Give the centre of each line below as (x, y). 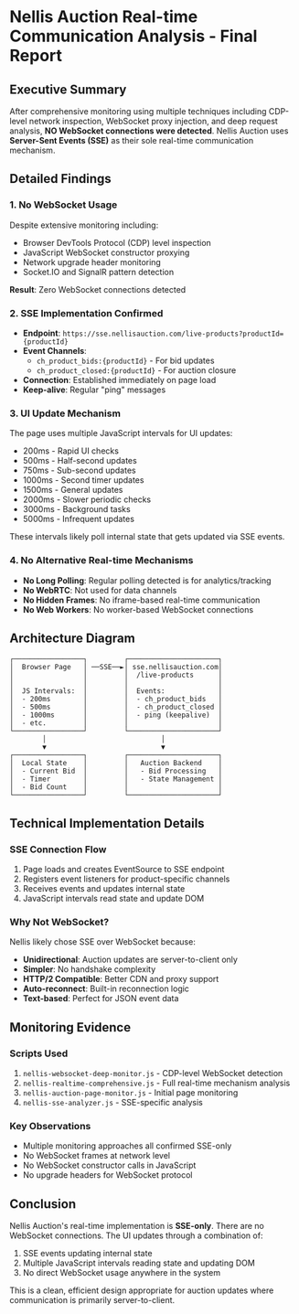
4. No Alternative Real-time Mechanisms (101, 561)
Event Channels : (54, 350)
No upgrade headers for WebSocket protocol (107, 1175)
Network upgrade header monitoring (92, 262)
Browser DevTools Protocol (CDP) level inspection (117, 242)
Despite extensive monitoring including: (84, 225)
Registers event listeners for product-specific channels (126, 879)
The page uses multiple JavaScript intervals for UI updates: (121, 433)
